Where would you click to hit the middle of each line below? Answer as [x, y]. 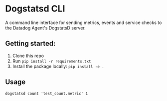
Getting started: [30, 44]
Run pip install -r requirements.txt [52, 61]
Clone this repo [28, 55]
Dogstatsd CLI [35, 9]
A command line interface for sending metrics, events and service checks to [83, 22]
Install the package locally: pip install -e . [58, 66]
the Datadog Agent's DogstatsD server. [45, 27]
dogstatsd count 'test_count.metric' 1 [47, 93]
